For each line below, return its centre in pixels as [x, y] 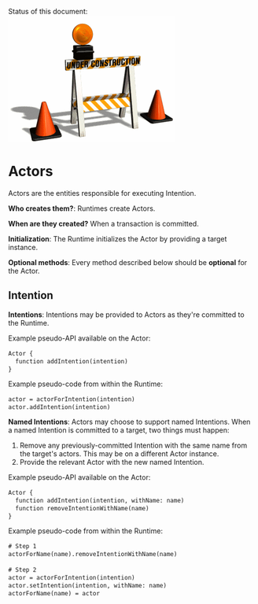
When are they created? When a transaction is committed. [103, 223]
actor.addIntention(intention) [59, 407]
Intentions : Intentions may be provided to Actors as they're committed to [127, 315]
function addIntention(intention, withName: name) [100, 500]
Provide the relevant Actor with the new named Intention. [112, 462]
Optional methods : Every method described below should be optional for [128, 262]
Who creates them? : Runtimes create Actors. [82, 208]
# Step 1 [22, 546]
